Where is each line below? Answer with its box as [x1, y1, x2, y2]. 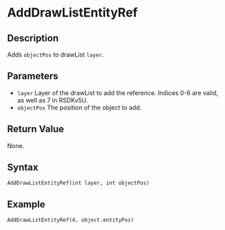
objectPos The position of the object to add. [17, 103, 142, 112]
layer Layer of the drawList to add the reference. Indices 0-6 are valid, [17, 88, 219, 97]
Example [7, 198, 46, 210]
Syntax [7, 162, 39, 174]
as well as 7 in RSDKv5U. [17, 96, 88, 104]
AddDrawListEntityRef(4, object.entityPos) [7, 217, 135, 224]
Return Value [7, 123, 64, 135]
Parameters [7, 70, 59, 82]
